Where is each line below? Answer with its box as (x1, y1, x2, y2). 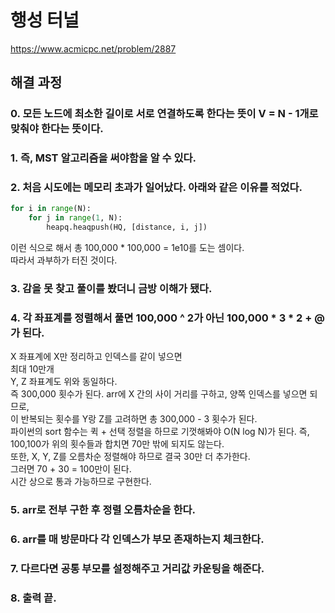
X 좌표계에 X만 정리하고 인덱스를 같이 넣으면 (10, 351, 183, 363)
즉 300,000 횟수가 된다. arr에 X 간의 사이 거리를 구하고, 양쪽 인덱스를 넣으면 (10, 388, 308, 400)
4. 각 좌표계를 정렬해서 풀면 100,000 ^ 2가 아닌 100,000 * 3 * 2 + (10, 311, 313, 325)
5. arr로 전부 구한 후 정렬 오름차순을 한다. (10, 503, 197, 517)
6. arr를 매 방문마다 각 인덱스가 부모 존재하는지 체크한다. (10, 532, 265, 546)
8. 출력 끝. (10, 591, 57, 605)
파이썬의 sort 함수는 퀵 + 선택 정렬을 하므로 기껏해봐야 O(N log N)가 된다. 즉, (10, 426, 310, 438)
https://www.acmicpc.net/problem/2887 (10, 42, 177, 55)
